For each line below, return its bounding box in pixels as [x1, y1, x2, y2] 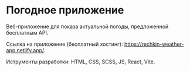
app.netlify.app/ [6, 46, 44, 53]
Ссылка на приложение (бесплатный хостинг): [6, 40, 123, 48]
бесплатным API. [6, 29, 49, 36]
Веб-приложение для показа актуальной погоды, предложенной [6, 23, 169, 30]
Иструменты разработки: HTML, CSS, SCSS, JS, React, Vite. [6, 58, 155, 65]
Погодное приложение [6, 4, 124, 17]
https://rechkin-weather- [124, 40, 184, 48]
